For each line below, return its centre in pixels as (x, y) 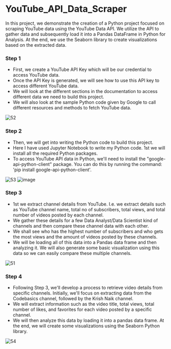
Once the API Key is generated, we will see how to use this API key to (86, 81)
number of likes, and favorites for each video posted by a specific (82, 309)
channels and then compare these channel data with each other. (81, 226)
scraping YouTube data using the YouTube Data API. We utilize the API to (82, 28)
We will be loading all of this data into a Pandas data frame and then (84, 242)
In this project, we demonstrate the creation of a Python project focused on (85, 23)
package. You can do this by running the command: (108, 164)
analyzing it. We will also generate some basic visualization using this (86, 248)
